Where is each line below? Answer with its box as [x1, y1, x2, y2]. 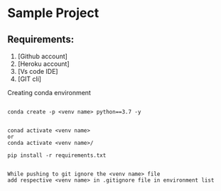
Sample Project [7, 5, 99, 21]
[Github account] [17, 52, 68, 60]
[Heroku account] [17, 60, 70, 68]
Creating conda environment [7, 89, 91, 97]
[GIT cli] [17, 75, 41, 83]
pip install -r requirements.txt [7, 152, 107, 159]
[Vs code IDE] [17, 67, 58, 75]
